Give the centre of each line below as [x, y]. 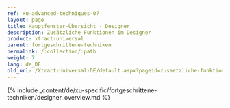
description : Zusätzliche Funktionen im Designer [79, 32]
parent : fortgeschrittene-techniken [59, 45]
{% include [23, 90]
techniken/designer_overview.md [54, 97]
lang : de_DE [24, 64]
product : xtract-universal [46, 39]
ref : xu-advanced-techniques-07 [53, 13]
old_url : [20, 70]
